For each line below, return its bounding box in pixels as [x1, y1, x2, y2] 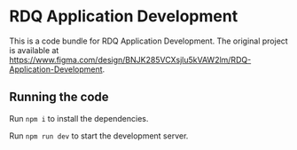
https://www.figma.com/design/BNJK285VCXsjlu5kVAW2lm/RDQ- [9, 54, 252, 65]
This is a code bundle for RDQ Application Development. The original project [9, 36, 288, 46]
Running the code [9, 90, 109, 105]
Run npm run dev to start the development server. [9, 130, 189, 141]
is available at [9, 44, 59, 55]
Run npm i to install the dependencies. [9, 113, 149, 123]
